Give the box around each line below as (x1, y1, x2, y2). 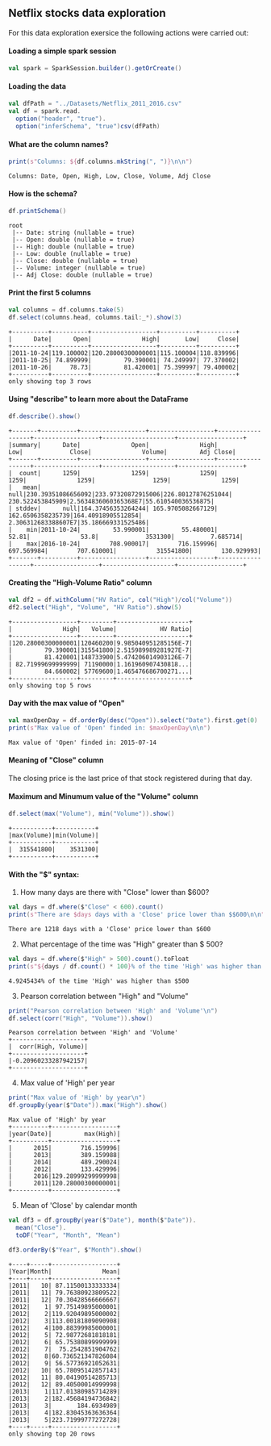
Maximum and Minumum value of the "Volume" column (8, 792, 199, 801)
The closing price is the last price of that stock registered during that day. (8, 773, 252, 783)
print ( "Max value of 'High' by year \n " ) (8, 1093, 147, 1102)
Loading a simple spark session (8, 46, 117, 56)
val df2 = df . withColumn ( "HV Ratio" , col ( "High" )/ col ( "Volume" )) (8, 596, 233, 604)
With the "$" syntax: (8, 869, 80, 879)
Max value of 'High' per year (19, 1078, 115, 1088)
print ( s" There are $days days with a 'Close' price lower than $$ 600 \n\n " (8, 911, 265, 919)
